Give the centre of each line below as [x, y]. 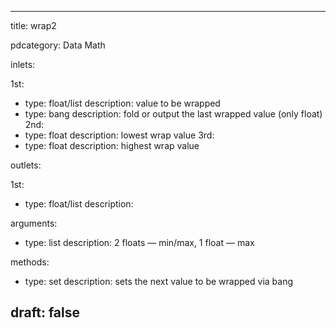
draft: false [45, 312]
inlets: [23, 64]
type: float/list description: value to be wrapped [122, 103]
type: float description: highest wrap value [112, 145]
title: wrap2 [33, 25]
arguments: [34, 223]
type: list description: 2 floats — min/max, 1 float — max [139, 242]
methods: [30, 262]
